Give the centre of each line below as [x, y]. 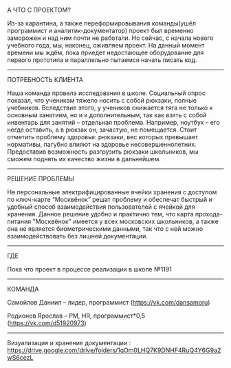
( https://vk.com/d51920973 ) [47, 323]
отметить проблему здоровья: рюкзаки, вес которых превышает [103, 137]
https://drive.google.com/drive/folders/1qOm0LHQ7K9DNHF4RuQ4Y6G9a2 [114, 350]
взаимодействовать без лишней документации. [77, 236]
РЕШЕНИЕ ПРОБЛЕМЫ [41, 179]
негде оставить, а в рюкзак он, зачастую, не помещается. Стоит [102, 130]
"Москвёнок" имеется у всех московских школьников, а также [125, 221]
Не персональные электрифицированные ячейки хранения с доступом [112, 192]
